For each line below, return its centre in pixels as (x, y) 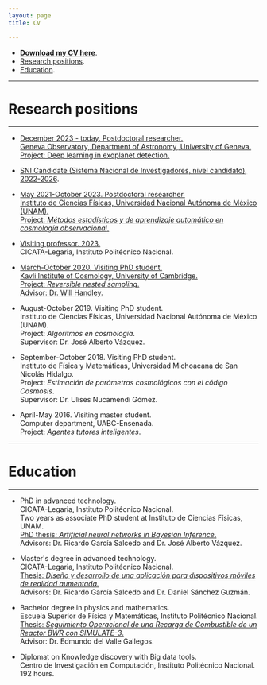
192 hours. (37, 674)
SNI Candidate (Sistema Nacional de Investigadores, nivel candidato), (133, 171)
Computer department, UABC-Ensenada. (87, 424)
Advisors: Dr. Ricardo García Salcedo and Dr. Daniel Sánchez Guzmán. (135, 592)
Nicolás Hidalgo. (46, 374)
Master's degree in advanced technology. (88, 559)
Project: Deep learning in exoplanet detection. (95, 155)
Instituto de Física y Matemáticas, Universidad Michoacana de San (129, 366)
